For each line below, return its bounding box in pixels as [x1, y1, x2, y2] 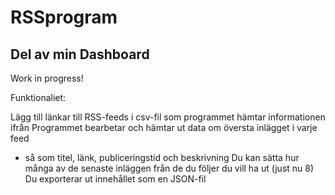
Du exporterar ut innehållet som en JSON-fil [24, 173, 207, 185]
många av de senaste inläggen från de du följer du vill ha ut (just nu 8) [24, 162, 315, 174]
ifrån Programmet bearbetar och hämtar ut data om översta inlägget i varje [10, 122, 318, 133]
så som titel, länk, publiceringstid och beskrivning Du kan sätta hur [24, 152, 300, 163]
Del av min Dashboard [10, 46, 150, 63]
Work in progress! [10, 72, 84, 84]
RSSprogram [10, 6, 118, 29]
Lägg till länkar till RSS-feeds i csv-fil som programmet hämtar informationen [10, 111, 326, 123]
